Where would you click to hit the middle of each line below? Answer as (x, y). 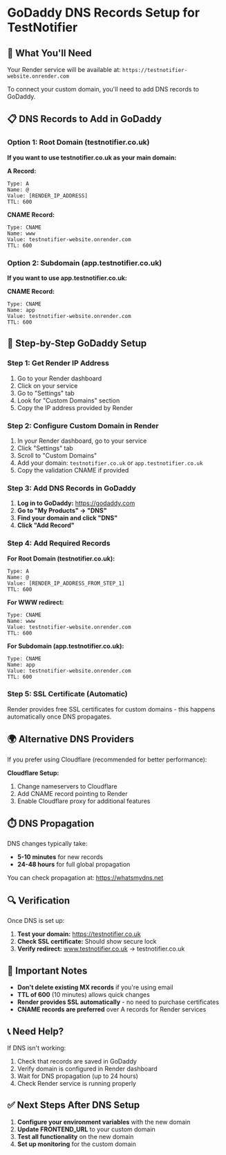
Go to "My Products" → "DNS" (62, 511)
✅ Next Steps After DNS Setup (74, 1105)
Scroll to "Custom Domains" (57, 455)
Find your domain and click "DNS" (67, 518)
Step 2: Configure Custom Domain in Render (83, 425)
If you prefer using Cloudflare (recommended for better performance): (107, 759)
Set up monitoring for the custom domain (76, 1144)
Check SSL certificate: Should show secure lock (87, 942)
